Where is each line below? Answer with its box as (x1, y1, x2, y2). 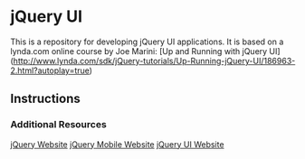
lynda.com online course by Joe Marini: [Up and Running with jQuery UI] (10, 45, 281, 56)
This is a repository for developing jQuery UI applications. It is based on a (10, 36, 284, 47)
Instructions (10, 91, 81, 107)
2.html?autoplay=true (10, 65, 90, 76)
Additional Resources (10, 118, 107, 131)
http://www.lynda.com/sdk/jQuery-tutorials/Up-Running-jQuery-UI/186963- (13, 55, 296, 66)
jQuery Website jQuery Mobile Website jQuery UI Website (10, 138, 224, 150)
